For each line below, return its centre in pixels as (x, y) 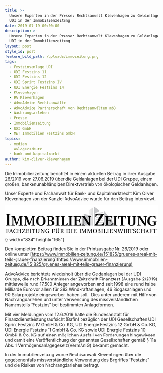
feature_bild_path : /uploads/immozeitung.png (52, 56)
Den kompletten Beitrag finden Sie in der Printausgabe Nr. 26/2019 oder (77, 249)
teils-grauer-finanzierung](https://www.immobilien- (57, 259)
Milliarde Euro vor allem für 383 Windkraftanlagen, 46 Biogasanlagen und (78, 289)
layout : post (18, 46)
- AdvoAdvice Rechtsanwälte (38, 103)
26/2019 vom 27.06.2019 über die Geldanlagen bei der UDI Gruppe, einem (79, 179)
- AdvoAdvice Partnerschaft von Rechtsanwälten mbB (63, 108)
